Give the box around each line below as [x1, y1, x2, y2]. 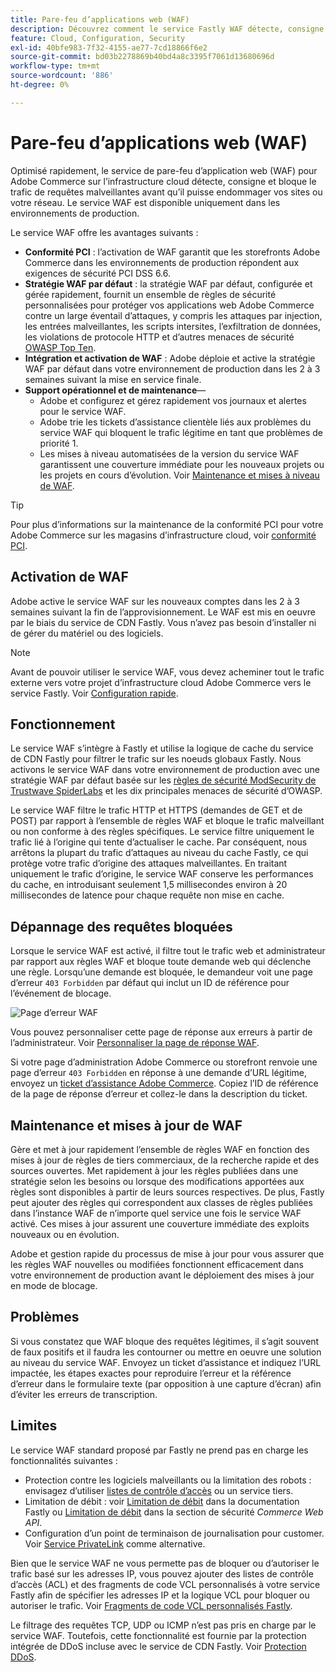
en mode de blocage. [10, 1279, 98, 1291]
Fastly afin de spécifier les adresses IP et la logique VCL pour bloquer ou [10, 1589, 310, 1601]
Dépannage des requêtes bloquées [10, 918, 233, 935]
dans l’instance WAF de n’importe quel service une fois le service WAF [10, 1207, 302, 1219]
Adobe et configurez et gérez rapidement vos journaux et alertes [39, 394, 307, 406]
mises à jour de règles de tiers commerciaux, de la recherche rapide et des [10, 1154, 320, 1166]
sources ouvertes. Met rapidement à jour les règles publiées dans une [10, 1164, 299, 1176]
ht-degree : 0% [10, 80, 70, 90]
